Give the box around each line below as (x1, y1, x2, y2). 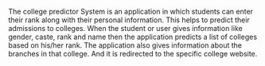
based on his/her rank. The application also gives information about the (8, 41, 243, 50)
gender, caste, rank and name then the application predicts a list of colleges (8, 32, 257, 41)
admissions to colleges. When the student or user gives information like (8, 24, 243, 33)
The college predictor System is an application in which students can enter (8, 7, 253, 16)
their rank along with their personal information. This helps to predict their (8, 15, 251, 25)
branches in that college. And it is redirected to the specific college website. (8, 49, 258, 58)
